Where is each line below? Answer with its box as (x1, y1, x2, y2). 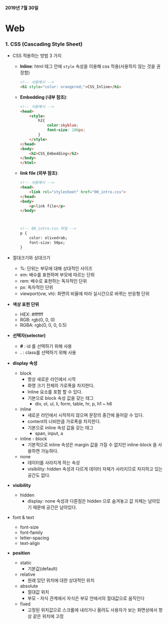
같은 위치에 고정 (33, 613, 64, 619)
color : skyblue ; (47, 123, 79, 128)
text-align (20, 540, 40, 546)
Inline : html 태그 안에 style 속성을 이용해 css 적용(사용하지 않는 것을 (20, 63, 155, 70)
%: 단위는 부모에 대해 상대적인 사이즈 (20, 265, 93, 271)
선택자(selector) (12, 332, 46, 338)
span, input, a (35, 430, 64, 436)
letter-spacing (20, 534, 49, 541)
